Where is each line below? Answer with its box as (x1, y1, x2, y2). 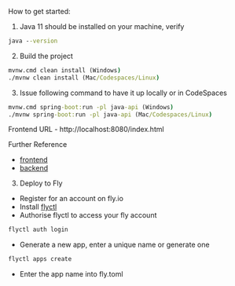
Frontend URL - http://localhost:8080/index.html (8, 125, 164, 134)
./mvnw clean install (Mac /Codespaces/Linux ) (8, 74, 160, 82)
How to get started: (8, 7, 71, 16)
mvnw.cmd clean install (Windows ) (8, 66, 122, 74)
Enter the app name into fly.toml (19, 269, 123, 279)
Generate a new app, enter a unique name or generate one (19, 240, 210, 250)
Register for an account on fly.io (19, 194, 124, 203)
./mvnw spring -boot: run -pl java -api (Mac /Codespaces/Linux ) (8, 110, 213, 119)
